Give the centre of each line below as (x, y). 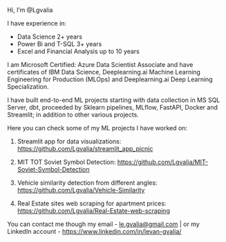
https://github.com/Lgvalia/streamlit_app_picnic (85, 149)
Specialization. (28, 87)
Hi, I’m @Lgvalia (30, 10)
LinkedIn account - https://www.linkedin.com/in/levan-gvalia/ (94, 231)
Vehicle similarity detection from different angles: (87, 183)
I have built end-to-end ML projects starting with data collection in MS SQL (114, 100)
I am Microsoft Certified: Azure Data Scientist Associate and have (100, 64)
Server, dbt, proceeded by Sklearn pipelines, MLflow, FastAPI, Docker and (113, 107)
